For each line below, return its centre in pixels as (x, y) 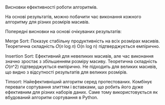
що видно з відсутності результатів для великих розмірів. (66, 72)
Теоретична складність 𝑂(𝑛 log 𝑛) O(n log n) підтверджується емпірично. (82, 46)
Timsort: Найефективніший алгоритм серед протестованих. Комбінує (79, 82)
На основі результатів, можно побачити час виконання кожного (73, 17)
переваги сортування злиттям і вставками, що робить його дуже (74, 87)
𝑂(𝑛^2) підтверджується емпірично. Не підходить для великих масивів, (81, 67)
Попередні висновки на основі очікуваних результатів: (63, 31)
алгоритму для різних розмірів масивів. (47, 22)
